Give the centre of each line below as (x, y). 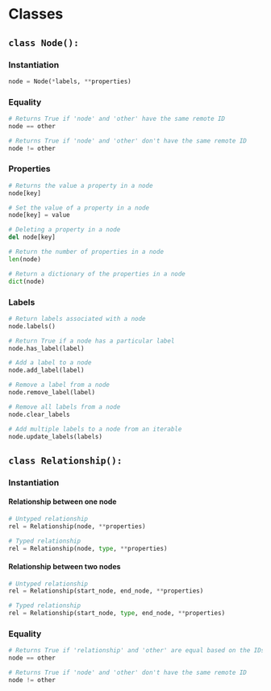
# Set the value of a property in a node (79, 208)
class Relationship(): (65, 460)
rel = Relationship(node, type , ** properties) (88, 548)
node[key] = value (39, 215)
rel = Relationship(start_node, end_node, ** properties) (106, 591)
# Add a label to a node (50, 363)
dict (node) (27, 281)
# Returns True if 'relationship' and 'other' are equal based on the (129, 651)
